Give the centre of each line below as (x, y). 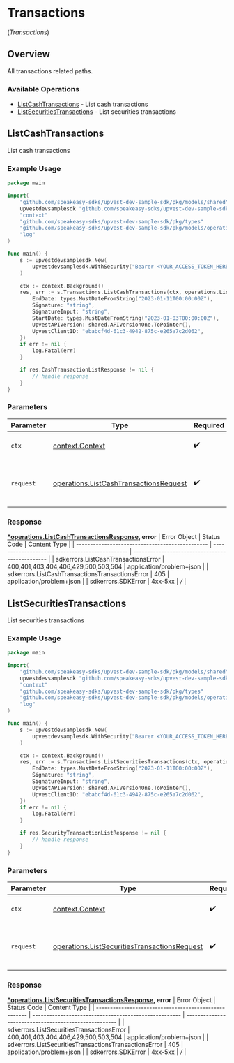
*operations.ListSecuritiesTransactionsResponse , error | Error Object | (111, 1000)
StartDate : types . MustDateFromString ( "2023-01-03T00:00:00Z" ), (126, 318)
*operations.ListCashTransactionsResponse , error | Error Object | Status (114, 537)
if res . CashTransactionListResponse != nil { (87, 370)
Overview (29, 54)
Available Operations (44, 89)
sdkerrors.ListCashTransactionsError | (110, 559)
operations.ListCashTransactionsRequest (120, 483)
